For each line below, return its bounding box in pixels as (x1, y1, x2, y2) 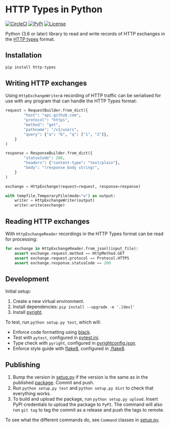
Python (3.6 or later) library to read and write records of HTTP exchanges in (5, 30, 165, 37)
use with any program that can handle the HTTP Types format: (5, 98, 137, 104)
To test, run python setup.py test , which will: (5, 319, 101, 325)
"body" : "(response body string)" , (24, 165, 100, 170)
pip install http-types (5, 64, 56, 70)
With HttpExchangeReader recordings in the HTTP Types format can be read (5, 230, 164, 237)
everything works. (12, 390, 51, 397)
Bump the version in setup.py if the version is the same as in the (12, 374, 148, 380)
